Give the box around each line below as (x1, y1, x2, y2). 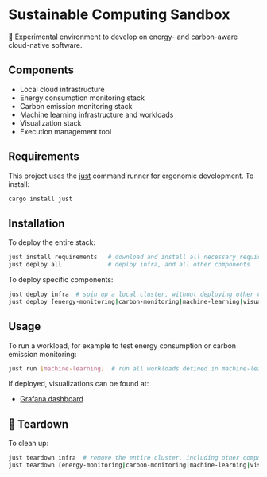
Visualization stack (19, 118, 82, 128)
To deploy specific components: (8, 275, 114, 284)
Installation (8, 216, 65, 230)
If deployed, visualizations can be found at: (8, 379, 149, 389)
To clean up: (8, 439, 49, 448)
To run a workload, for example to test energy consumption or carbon (8, 340, 237, 351)
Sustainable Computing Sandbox (8, 6, 230, 24)
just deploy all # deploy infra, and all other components (8, 261, 250, 269)
